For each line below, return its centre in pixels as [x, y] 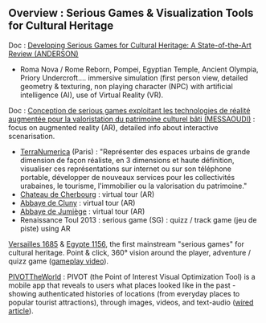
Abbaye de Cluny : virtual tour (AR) [78, 202]
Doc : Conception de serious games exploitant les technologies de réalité [129, 110]
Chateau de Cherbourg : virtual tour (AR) [87, 194]
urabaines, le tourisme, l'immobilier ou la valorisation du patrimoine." [133, 186]
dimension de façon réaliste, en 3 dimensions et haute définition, [127, 160]
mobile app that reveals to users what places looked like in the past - [122, 285]
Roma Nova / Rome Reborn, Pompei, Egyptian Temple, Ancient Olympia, [139, 69]
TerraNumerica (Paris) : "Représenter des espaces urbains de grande [135, 151]
